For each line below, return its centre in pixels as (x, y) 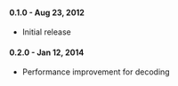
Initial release (46, 32)
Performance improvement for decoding (96, 72)
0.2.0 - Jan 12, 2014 (47, 52)
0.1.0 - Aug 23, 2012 (47, 12)
